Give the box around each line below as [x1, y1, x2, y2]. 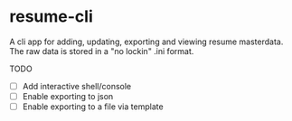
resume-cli [9, 6, 93, 27]
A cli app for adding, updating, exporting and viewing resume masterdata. [9, 36, 284, 47]
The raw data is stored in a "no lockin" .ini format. [9, 45, 194, 56]
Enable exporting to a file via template [22, 101, 165, 112]
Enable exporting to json [22, 91, 114, 101]
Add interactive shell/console [22, 80, 132, 91]
